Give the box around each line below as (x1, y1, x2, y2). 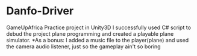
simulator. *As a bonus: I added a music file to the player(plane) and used (6, 36, 189, 43)
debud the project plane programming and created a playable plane (6, 30, 174, 37)
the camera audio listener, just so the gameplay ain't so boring (6, 43, 161, 50)
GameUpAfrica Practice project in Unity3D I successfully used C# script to (6, 24, 192, 31)
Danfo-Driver (6, 4, 74, 18)
